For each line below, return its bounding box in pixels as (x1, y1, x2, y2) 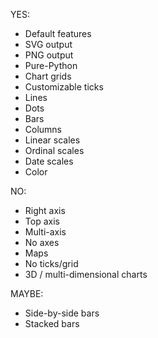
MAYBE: (10, 288, 44, 299)
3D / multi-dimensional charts (24, 269, 148, 280)
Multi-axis (24, 226, 67, 238)
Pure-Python (24, 60, 78, 71)
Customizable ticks (24, 81, 104, 93)
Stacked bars (24, 318, 80, 329)
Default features (24, 28, 92, 39)
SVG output (24, 39, 73, 50)
